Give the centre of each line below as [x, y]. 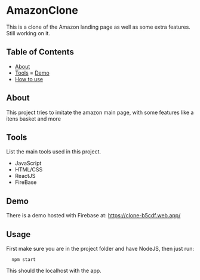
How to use [29, 79]
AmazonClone [42, 10]
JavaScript [28, 163]
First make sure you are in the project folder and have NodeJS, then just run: [100, 249]
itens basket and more [34, 119]
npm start [24, 260]
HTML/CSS [29, 170]
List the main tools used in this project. [54, 152]
